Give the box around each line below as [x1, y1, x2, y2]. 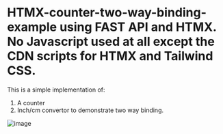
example [7, 19, 57, 35]
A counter [16, 98, 46, 107]
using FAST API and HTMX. [59, 19, 217, 35]
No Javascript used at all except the [7, 34, 215, 49]
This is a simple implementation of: [7, 85, 105, 94]
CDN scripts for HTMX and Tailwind [7, 49, 213, 64]
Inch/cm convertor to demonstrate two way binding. [16, 106, 164, 114]
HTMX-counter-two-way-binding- [7, 5, 207, 21]
